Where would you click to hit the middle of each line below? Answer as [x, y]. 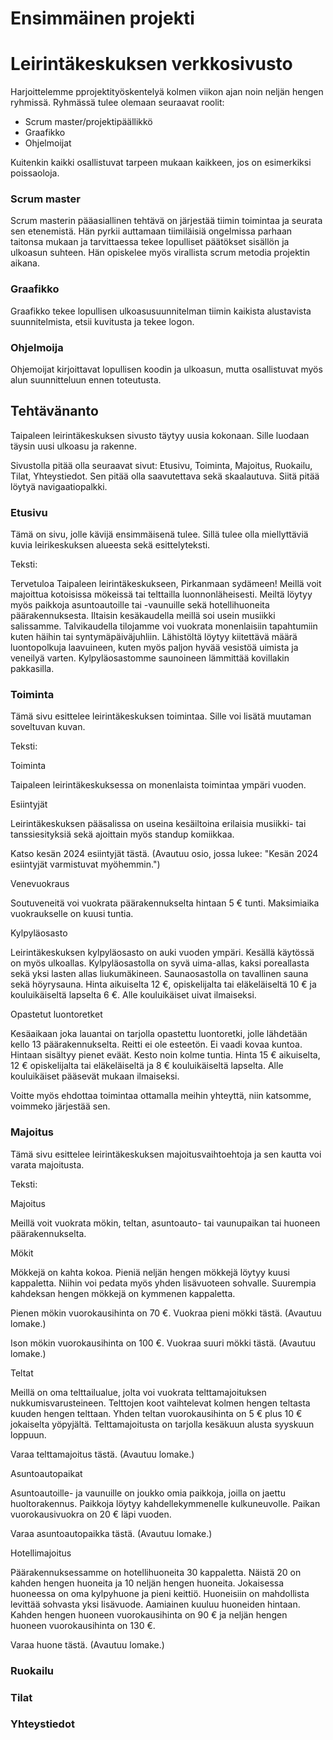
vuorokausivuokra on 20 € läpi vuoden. [91, 1514]
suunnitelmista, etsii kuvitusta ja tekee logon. [102, 321]
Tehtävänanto [54, 411]
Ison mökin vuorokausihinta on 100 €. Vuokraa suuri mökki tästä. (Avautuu [163, 1343]
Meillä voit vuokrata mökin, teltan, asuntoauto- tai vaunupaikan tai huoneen [165, 1223]
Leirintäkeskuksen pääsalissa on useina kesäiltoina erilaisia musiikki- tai [158, 824]
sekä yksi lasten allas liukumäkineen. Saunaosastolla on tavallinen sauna [159, 974]
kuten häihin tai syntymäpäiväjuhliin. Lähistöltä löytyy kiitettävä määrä [154, 637]
